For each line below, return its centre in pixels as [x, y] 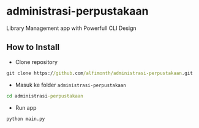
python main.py [26, 119]
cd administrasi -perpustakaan [45, 96]
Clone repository [36, 62]
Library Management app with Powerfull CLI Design [71, 28]
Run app [26, 107]
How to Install [33, 47]
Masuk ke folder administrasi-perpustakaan [71, 85]
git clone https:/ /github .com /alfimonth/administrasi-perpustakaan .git [99, 73]
